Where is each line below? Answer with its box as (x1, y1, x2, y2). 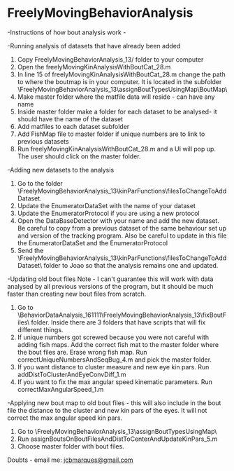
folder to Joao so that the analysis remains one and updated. (43, 261, 219, 269)
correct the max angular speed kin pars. (7, 414, 123, 422)
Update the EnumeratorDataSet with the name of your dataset (17, 201, 196, 210)
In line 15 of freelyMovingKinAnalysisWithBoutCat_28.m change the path (17, 70, 226, 78)
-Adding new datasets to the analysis (7, 165, 115, 174)
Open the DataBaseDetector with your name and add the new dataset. (17, 216, 220, 225)
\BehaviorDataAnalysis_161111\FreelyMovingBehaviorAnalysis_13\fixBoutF (17, 310, 227, 319)
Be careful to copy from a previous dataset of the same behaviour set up (17, 224, 227, 232)
